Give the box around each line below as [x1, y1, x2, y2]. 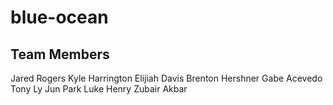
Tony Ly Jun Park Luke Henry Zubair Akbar [10, 83, 188, 95]
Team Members [10, 46, 110, 63]
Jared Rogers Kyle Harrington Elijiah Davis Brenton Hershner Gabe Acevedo [10, 72, 323, 84]
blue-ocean [10, 6, 109, 29]
